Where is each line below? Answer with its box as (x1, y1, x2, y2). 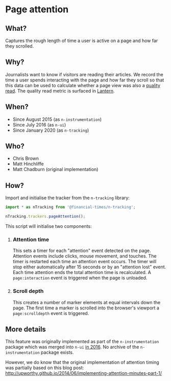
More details (5, 325, 46, 333)
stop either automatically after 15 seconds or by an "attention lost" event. (12, 264, 166, 270)
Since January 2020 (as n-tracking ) (12, 127, 89, 133)
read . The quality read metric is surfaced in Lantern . (5, 88, 115, 94)
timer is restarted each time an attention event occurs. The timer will (12, 259, 157, 265)
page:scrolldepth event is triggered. (12, 310, 89, 316)
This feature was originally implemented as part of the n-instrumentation (5, 338, 159, 345)
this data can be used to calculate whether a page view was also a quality (5, 82, 161, 88)
